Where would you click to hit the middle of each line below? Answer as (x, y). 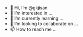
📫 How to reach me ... (33, 29)
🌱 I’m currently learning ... (37, 18)
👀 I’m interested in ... (31, 13)
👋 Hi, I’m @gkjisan (29, 8)
